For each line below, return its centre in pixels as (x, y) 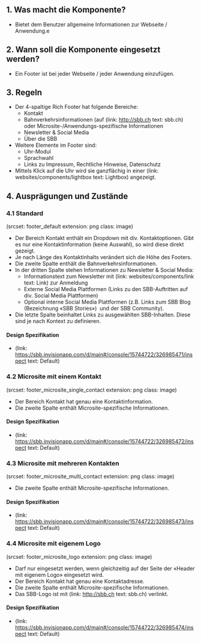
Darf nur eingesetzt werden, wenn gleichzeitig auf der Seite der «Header (105, 568)
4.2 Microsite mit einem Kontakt (54, 377)
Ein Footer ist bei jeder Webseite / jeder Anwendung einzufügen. (95, 73)
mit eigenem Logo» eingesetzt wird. (59, 574)
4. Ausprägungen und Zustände (67, 196)
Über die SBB (40, 139)
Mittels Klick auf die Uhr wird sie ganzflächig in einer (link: (87, 171)
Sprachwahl (39, 158)
